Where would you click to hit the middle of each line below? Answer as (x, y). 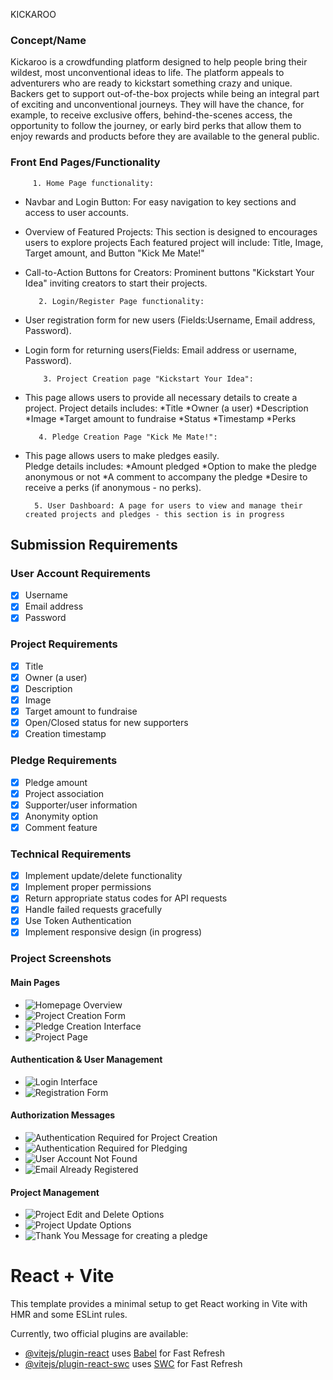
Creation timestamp (65, 734)
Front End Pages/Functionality (85, 162)
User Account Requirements (80, 573)
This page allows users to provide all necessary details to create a (161, 397)
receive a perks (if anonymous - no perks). (113, 487)
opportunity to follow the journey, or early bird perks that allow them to (156, 126)
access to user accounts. (77, 212)
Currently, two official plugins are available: (99, 1334)
